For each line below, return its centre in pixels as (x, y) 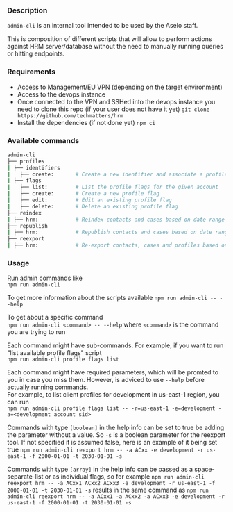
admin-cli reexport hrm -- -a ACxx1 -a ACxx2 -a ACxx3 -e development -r (116, 497)
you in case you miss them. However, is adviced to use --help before (106, 380)
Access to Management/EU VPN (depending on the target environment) (120, 87)
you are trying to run (36, 332)
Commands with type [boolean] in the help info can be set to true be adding (116, 428)
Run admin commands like (45, 278)
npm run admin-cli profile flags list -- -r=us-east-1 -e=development (111, 408)
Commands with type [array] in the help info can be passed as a (100, 469)
